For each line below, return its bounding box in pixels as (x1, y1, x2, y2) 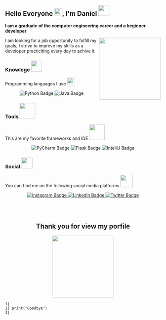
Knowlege (5, 66, 30, 73)
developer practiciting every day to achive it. (5, 48, 96, 54)
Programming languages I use (5, 81, 66, 87)
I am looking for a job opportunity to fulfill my (5, 38, 97, 43)
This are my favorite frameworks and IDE (5, 135, 88, 141)
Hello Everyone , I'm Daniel (5, 9, 97, 18)
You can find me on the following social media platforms (5, 182, 120, 188)
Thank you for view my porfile (36, 222, 130, 231)
